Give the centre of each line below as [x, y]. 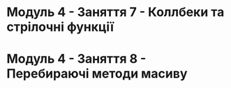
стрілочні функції [60, 27]
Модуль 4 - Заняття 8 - [76, 59]
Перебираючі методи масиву [97, 74]
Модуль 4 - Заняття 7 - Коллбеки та [115, 12]
